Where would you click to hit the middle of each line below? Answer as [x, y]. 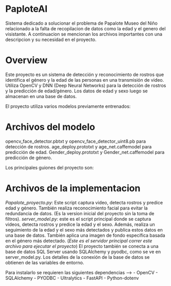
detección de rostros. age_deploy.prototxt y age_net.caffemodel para [79, 146]
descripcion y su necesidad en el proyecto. [51, 40]
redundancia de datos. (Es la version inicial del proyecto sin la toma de [80, 213]
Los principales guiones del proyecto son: [50, 167]
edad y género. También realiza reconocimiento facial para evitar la [77, 208]
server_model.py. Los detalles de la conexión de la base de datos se [78, 257]
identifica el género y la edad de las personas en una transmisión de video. [85, 80]
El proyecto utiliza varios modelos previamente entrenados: [68, 106]
